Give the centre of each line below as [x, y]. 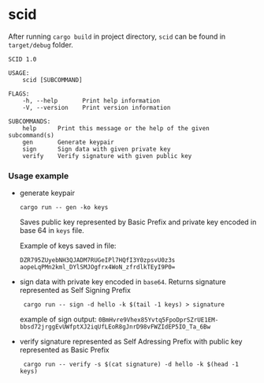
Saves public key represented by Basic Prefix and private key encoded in [138, 222]
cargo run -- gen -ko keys [64, 208]
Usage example [39, 175]
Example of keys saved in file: [68, 246]
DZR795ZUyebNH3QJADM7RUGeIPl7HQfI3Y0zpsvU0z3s [97, 261]
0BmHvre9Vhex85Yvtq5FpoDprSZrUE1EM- [158, 320]
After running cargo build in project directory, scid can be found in [117, 36]
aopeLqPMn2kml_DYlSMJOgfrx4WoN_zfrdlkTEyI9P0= [97, 267]
